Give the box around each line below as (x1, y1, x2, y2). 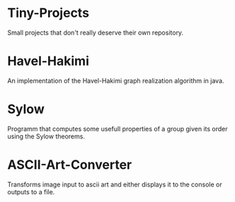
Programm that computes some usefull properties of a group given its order (7, 124, 228, 133)
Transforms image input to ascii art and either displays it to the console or (7, 180, 222, 189)
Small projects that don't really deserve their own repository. (7, 28, 184, 37)
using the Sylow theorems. (7, 132, 85, 141)
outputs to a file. (7, 187, 55, 196)
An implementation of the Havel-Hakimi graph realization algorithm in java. (7, 76, 224, 85)
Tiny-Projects (7, 5, 90, 21)
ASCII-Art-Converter (7, 157, 132, 172)
